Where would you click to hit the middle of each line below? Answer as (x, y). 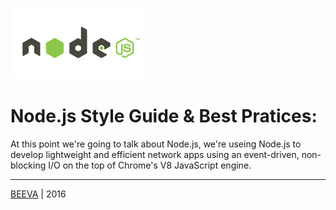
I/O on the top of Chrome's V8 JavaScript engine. (150, 165)
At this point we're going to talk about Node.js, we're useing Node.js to (156, 144)
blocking (28, 165)
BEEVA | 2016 (38, 194)
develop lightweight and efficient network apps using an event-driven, (155, 154)
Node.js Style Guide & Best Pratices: (164, 116)
